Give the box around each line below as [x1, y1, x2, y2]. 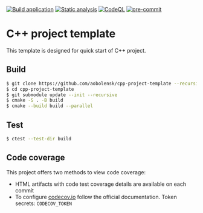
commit [14, 186, 34, 194]
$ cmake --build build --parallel [6, 103, 94, 109]
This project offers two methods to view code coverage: [6, 168, 146, 175]
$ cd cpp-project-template [6, 86, 74, 92]
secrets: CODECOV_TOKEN [14, 200, 72, 207]
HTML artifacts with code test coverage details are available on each [14, 180, 186, 188]
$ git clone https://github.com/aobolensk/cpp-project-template [6, 80, 172, 87]
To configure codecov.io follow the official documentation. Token [14, 193, 177, 200]
